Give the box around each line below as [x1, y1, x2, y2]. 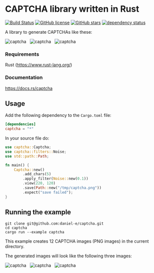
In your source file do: [5, 136, 49, 141]
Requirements [5, 50, 40, 57]
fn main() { [5, 162, 29, 167]
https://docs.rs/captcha [5, 85, 53, 91]
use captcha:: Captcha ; [5, 145, 51, 150]
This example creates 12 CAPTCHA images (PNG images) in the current [5, 238, 149, 244]
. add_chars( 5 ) [22, 172, 51, 177]
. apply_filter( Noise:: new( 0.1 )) [22, 176, 89, 182]
